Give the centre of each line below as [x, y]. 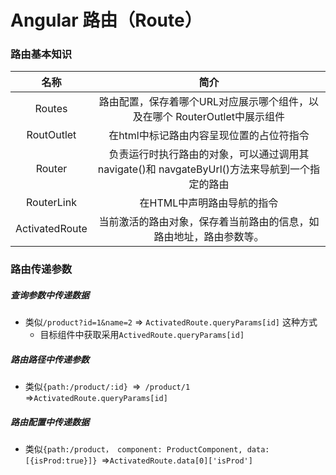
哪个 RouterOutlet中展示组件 [219, 117]
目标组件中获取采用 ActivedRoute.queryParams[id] [142, 335]
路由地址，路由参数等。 [209, 237]
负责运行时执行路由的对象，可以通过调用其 [209, 154]
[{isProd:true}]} [61, 461]
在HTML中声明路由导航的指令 [209, 203]
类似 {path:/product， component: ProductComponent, [133, 449]
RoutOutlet [51, 135]
